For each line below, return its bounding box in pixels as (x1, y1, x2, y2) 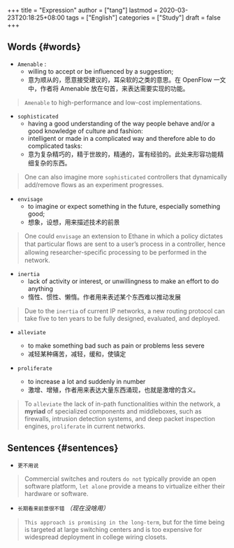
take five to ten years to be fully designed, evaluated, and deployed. (24, 314, 220, 322)
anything (27, 284, 54, 293)
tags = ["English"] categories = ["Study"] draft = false (66, 13, 221, 22)
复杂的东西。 (34, 158, 71, 167)
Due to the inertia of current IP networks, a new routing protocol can (24, 306, 226, 315)
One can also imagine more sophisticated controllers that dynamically (24, 172, 228, 181)
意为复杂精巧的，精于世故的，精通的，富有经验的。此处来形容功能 (27, 150, 218, 158)
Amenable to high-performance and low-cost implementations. (24, 98, 203, 107)
